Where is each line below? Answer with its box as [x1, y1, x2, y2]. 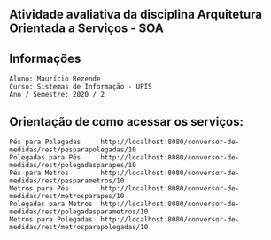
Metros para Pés [9, 184, 69, 193]
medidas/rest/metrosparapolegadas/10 [9, 223, 149, 232]
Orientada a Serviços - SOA [9, 21, 164, 36]
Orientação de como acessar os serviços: [9, 114, 244, 129]
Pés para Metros [9, 168, 69, 178]
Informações [9, 50, 81, 66]
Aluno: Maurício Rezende [9, 74, 101, 83]
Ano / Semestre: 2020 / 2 [9, 90, 105, 99]
